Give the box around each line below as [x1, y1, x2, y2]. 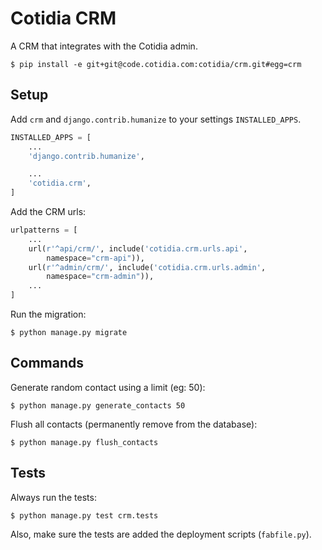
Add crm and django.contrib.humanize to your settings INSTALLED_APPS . [10, 113, 302, 125]
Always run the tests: [10, 491, 97, 503]
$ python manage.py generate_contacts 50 [10, 400, 186, 411]
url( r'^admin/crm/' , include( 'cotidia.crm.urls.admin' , [28, 262, 267, 272]
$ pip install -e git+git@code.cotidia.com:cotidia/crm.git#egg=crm [10, 59, 302, 69]
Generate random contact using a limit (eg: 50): [10, 381, 206, 393]
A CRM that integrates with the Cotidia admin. [10, 40, 198, 52]
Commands [10, 355, 85, 372]
